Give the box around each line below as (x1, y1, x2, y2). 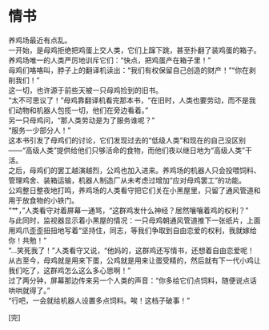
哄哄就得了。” (8, 285, 50, 295)
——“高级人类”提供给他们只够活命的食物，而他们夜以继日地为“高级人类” (8, 145, 246, 155)
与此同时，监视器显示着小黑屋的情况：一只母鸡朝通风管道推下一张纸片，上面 (8, 215, 261, 225)
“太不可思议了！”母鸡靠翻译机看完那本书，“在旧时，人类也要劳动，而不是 (8, 95, 250, 105)
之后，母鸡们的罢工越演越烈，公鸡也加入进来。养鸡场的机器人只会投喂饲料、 (8, 165, 261, 175)
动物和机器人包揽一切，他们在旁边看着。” (14, 105, 149, 115)
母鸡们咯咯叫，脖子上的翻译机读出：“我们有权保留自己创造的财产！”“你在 (8, 65, 250, 74)
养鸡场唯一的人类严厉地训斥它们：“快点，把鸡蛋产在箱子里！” (8, 55, 211, 65)
